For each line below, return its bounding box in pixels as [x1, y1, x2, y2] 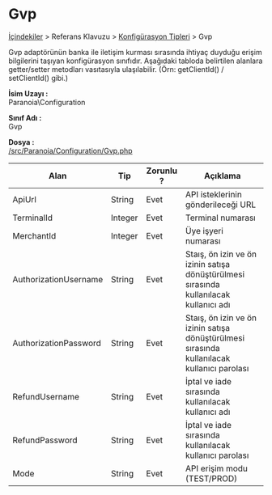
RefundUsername [12, 391, 79, 402]
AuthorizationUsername [12, 273, 104, 285]
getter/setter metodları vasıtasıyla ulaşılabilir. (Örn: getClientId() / [8, 64, 224, 74]
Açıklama [203, 170, 241, 181]
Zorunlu [146, 165, 178, 176]
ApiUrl [12, 193, 36, 205]
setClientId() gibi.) [8, 73, 69, 82]
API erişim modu [185, 463, 249, 474]
